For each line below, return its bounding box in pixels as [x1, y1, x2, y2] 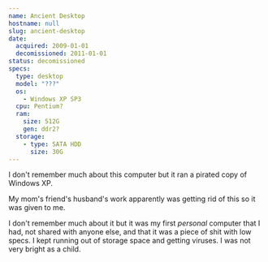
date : [8, 34, 27, 43]
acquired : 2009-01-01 [15, 42, 89, 50]
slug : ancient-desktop [8, 27, 85, 35]
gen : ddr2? [23, 125, 60, 133]
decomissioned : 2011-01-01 [15, 49, 107, 58]
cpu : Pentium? [15, 102, 63, 110]
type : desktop [15, 72, 63, 80]
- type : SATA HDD [23, 140, 82, 148]
